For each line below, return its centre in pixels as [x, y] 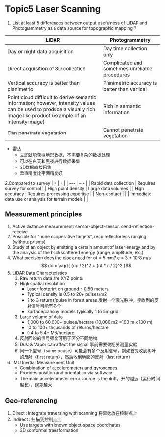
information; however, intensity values [51, 103]
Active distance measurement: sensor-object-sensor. [66, 226]
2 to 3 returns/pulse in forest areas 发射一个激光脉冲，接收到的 [91, 300]
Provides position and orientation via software [66, 372]
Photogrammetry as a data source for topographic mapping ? [74, 28]
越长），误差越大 [36, 385]
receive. [20, 231]
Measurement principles [43, 215]
